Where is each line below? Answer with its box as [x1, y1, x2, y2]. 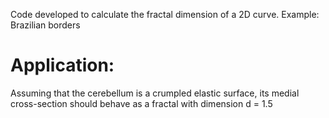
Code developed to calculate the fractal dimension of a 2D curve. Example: [10, 9, 320, 20]
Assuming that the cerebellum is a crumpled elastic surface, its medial [10, 87, 300, 99]
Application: [10, 54, 115, 77]
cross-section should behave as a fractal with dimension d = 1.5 [10, 97, 273, 109]
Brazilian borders [10, 19, 81, 31]
